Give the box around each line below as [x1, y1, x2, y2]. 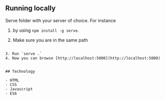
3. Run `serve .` [5, 51, 42, 56]
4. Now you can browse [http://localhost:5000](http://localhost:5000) [5, 56, 160, 61]
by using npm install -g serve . [12, 27, 79, 33]
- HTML [5, 78, 19, 83]
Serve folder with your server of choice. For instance [5, 17, 116, 23]
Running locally [5, 4, 56, 13]
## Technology [5, 69, 36, 74]
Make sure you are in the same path [12, 37, 88, 43]
